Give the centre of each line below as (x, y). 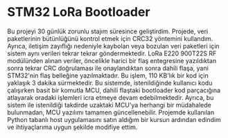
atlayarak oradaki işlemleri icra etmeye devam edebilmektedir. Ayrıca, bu (111, 97)
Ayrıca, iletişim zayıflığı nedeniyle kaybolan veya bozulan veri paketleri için (113, 46)
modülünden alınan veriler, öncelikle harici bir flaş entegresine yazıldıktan (112, 60)
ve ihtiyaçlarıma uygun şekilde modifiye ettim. (72, 127)
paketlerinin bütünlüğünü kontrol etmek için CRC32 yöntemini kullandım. (110, 38)
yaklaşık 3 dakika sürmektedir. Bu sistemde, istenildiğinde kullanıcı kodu (110, 83)
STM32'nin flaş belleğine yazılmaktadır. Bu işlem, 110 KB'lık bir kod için (108, 75)
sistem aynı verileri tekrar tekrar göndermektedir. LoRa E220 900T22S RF (112, 53)
